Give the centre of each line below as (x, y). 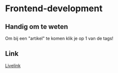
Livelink (13, 65)
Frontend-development (54, 9)
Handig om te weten (37, 27)
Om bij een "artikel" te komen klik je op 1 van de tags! (59, 38)
